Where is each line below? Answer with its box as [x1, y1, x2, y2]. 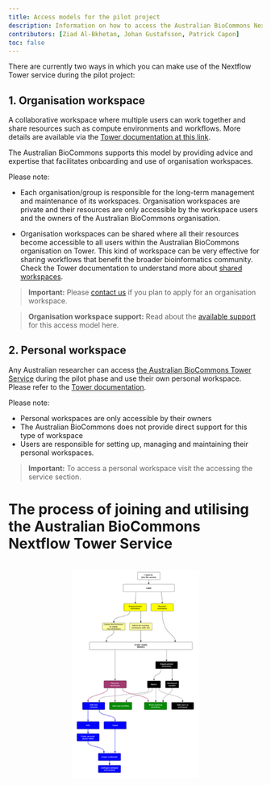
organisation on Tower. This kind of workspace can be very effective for [19, 246, 260, 256]
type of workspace [19, 430, 83, 440]
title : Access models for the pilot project [8, 13, 161, 21]
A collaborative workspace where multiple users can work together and [8, 115, 246, 125]
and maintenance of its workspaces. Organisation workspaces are [19, 196, 240, 206]
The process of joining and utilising [8, 500, 249, 519]
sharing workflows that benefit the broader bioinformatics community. [19, 255, 253, 265]
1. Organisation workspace [8, 94, 145, 107]
